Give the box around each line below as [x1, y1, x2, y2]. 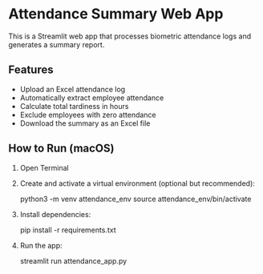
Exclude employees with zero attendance [19, 110, 156, 119]
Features [8, 63, 54, 77]
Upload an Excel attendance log [19, 84, 126, 94]
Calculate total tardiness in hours [19, 101, 129, 111]
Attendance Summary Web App [8, 5, 224, 23]
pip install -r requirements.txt [19, 225, 116, 235]
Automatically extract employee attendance [19, 93, 164, 103]
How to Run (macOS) [8, 142, 115, 155]
